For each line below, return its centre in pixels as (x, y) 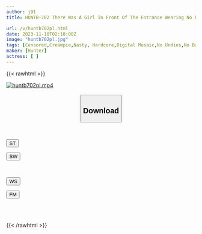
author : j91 (21, 12)
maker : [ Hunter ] (26, 51)
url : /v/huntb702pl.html (37, 28)
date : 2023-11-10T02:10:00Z (41, 34)
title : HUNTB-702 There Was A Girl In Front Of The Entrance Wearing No (99, 17)
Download (101, 111)
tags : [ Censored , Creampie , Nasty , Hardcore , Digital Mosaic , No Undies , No (98, 45)
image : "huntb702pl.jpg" (37, 40)
